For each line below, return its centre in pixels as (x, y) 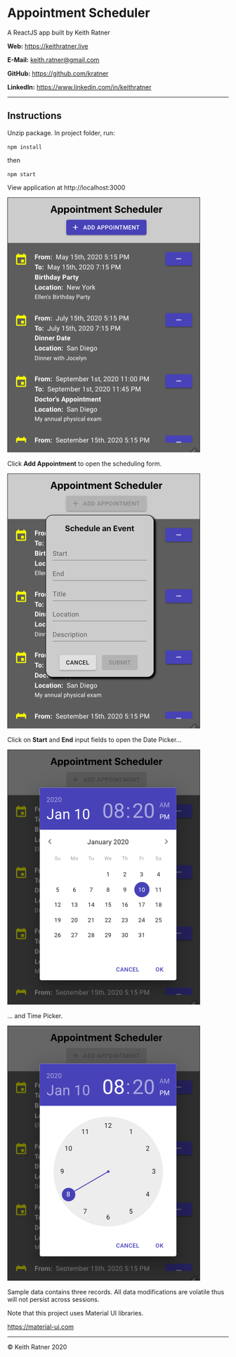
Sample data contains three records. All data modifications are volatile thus (116, 1291)
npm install (25, 147)
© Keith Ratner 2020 (37, 1346)
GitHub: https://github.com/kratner (58, 73)
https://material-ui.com (41, 1327)
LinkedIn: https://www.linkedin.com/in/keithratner (80, 87)
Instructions (34, 116)
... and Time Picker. (35, 1015)
